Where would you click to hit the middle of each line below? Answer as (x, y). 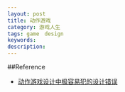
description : (27, 47)
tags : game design (36, 34)
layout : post (27, 14)
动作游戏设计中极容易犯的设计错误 (67, 81)
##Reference (27, 67)
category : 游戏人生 (34, 27)
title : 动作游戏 (29, 21)
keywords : (22, 40)
